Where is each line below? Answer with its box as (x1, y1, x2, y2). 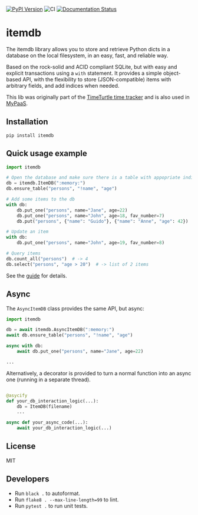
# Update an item (6, 229, 49, 235)
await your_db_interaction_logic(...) (16, 425, 112, 431)
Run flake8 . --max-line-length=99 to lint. (14, 496, 119, 503)
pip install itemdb (6, 133, 54, 138)
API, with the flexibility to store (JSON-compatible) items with (22, 75, 171, 82)
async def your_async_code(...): (6, 420, 88, 425)
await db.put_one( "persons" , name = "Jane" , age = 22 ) (16, 348, 144, 354)
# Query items (6, 250, 41, 256)
